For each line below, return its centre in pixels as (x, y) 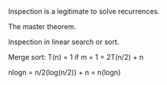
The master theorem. (42, 26)
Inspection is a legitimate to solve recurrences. (84, 11)
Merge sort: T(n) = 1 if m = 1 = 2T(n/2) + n (76, 57)
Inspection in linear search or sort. (64, 42)
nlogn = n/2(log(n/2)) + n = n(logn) (65, 72)
